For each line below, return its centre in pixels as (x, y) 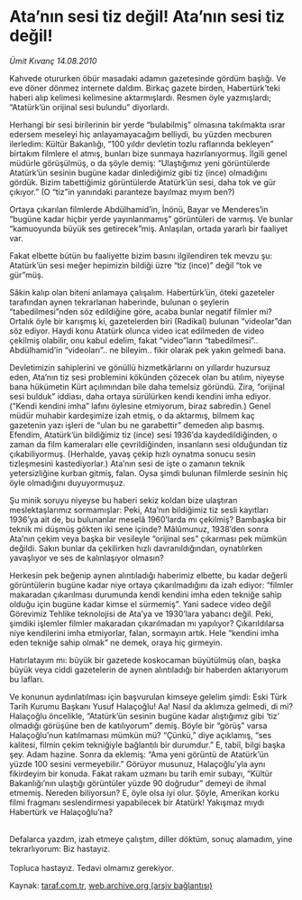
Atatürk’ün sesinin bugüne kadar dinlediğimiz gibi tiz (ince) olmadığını (138, 173)
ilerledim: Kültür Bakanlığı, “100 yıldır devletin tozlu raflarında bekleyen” (142, 144)
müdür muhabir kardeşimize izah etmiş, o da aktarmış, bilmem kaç (132, 415)
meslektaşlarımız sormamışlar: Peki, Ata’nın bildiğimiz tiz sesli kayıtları (139, 510)
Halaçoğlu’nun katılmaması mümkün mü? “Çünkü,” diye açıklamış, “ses (141, 735)
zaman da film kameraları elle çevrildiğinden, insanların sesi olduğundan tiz (149, 444)
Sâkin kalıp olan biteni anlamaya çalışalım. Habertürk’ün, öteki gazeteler (142, 292)
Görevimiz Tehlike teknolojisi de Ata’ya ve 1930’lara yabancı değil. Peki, (142, 614)
